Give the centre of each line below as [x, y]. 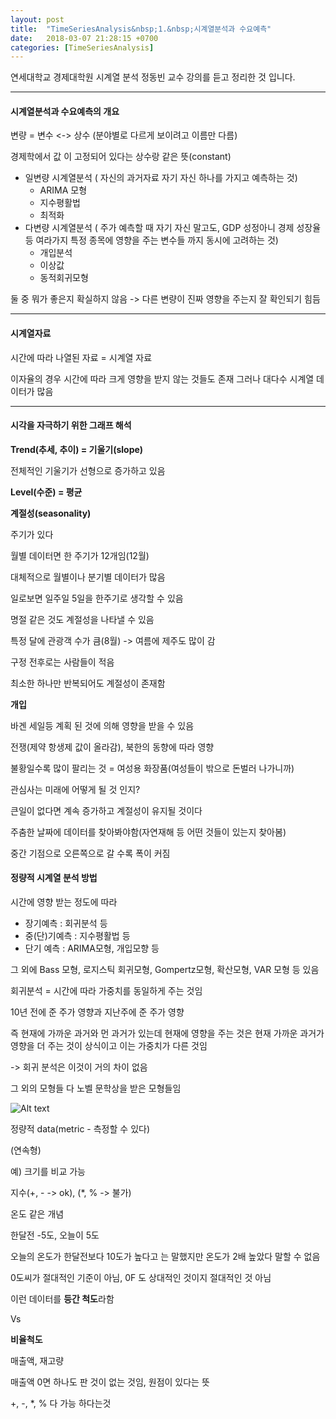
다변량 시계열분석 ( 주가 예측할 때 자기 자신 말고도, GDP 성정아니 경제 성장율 [173, 228]
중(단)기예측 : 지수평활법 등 [77, 936]
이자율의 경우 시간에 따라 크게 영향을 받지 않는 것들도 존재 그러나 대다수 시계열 [162, 378]
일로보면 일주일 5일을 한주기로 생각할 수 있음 [97, 598]
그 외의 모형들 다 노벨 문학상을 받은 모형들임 [96, 1088]
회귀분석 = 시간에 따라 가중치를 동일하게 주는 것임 [106, 991]
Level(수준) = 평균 [46, 492]
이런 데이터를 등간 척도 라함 [62, 1299]
